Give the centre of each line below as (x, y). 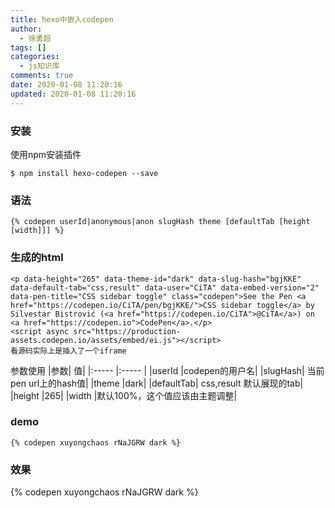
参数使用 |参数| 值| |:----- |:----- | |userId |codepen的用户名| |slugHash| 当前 (167, 370)
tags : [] (28, 47)
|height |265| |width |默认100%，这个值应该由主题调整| (124, 395)
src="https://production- (127, 331)
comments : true (42, 76)
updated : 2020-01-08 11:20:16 (73, 94)
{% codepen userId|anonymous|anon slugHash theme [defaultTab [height (160, 222)
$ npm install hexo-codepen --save (84, 173)
